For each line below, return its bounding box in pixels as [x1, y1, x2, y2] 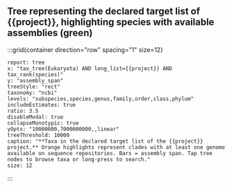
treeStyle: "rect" [7, 83, 60, 90]
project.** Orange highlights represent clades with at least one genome [7, 143, 226, 151]
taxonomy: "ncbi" [7, 89, 58, 96]
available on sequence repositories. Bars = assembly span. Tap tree [7, 150, 213, 157]
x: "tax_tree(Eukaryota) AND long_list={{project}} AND [7, 65, 172, 72]
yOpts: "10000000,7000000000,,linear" [7, 125, 119, 132]
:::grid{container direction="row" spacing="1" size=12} [7, 45, 163, 54]
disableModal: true [7, 114, 64, 121]
